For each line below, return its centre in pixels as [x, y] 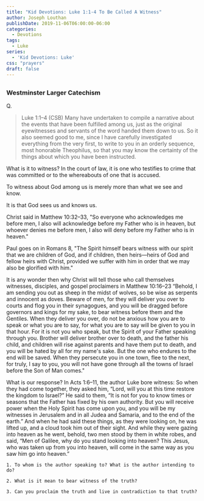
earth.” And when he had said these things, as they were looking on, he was [101, 422]
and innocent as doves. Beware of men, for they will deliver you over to [95, 299]
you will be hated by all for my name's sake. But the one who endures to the [101, 351]
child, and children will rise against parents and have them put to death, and [101, 345]
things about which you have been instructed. [79, 157]
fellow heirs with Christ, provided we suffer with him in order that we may [98, 261]
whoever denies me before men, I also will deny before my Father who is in [100, 230]
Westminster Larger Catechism [54, 92]
